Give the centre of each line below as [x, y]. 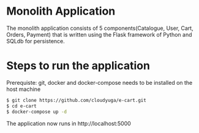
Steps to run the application [78, 66]
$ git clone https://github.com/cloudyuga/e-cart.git [77, 100]
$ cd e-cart [21, 106]
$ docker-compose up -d [37, 112]
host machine [24, 89]
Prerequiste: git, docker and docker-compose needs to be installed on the [99, 82]
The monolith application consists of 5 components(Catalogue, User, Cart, [100, 28]
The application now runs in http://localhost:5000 [69, 123]
